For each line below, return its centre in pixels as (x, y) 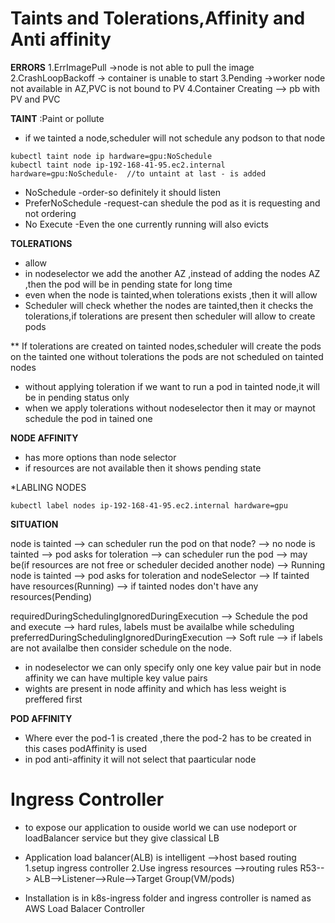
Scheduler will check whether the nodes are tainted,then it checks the (169, 305)
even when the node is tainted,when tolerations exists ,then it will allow (171, 294)
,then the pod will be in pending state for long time (128, 284)
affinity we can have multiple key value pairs (116, 678)
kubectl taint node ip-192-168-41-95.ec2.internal (118, 165)
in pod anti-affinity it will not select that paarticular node (140, 759)
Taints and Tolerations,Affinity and (158, 18)
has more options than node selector (100, 457)
